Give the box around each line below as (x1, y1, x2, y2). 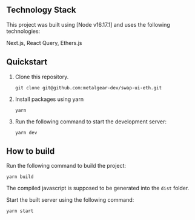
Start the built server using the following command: (6, 196, 134, 204)
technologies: (6, 27, 41, 35)
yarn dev (15, 129, 38, 136)
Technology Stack (6, 5, 76, 15)
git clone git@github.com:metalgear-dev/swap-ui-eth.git (15, 84, 162, 91)
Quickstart (6, 57, 48, 67)
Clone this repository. (15, 73, 69, 80)
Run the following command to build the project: (6, 162, 126, 170)
